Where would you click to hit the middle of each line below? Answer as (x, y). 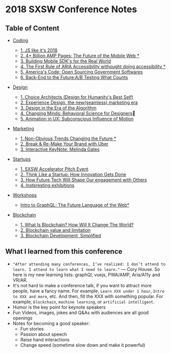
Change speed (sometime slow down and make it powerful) (83, 345)
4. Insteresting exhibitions (47, 185)
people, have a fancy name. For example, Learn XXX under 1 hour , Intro (88, 291)
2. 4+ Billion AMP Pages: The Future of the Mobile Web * (80, 56)
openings (22, 318)
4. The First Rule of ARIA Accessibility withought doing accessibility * (93, 66)
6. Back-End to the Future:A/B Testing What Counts (74, 77)
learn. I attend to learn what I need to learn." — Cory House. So (86, 269)
